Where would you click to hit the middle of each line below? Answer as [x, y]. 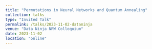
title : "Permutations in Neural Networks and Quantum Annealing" [76, 10]
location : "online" [26, 39]
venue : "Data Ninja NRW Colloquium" [44, 29]
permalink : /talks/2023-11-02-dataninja [49, 24]
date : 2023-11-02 [24, 34]
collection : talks [25, 15]
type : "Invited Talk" [28, 19]
